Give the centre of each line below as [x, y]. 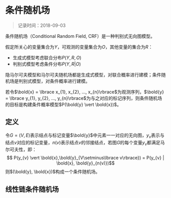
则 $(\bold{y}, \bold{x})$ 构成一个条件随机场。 [53, 172]
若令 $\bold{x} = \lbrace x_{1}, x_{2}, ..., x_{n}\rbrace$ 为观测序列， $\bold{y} [85, 92]
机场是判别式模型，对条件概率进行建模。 [48, 81]
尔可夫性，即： [21, 149]
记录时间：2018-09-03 [42, 25]
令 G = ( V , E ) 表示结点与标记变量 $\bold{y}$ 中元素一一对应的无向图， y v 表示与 [85, 136]
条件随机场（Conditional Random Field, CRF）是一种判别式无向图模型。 [80, 36]
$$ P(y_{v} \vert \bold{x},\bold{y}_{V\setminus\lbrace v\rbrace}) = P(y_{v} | [85, 158]
